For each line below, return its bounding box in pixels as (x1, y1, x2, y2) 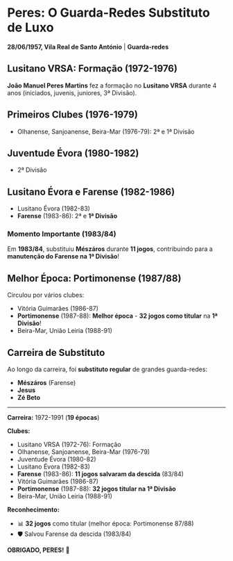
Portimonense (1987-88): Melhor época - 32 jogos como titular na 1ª (17, 311, 218, 320)
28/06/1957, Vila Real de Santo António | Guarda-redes (7, 42, 169, 51)
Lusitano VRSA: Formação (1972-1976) (7, 63, 178, 74)
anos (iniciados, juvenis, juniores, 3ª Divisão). (7, 88, 137, 97)
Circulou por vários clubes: (7, 291, 85, 300)
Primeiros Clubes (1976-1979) (7, 109, 139, 121)
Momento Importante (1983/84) (7, 229, 116, 239)
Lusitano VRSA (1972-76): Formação (17, 440, 121, 449)
